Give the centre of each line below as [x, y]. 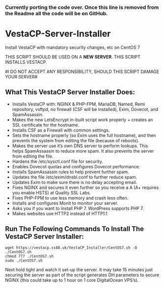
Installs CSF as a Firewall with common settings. [61, 130]
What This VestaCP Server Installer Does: [70, 92]
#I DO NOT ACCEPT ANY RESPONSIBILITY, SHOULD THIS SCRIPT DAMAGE [82, 71]
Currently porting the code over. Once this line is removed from [82, 7]
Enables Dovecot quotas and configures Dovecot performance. [76, 166]
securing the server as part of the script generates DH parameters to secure [82, 275]
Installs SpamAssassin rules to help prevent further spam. [70, 172]
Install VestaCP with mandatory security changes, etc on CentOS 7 [73, 47]
